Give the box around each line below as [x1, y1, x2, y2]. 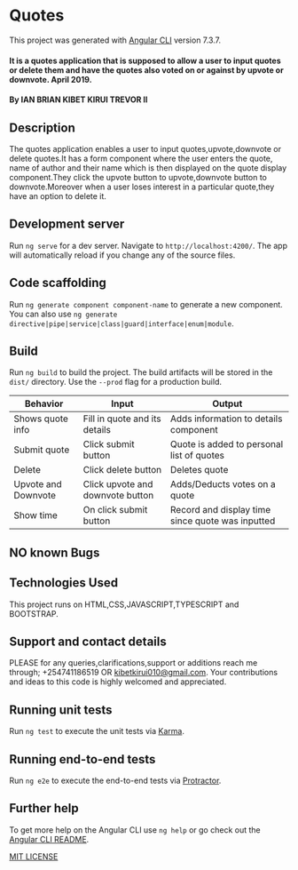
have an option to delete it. [9, 190, 106, 201]
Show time [13, 509, 58, 522]
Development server [9, 217, 125, 232]
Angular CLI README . [9, 834, 90, 844]
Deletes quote [169, 464, 229, 476]
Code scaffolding [9, 275, 106, 291]
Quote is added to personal [169, 438, 284, 451]
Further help [9, 801, 80, 816]
